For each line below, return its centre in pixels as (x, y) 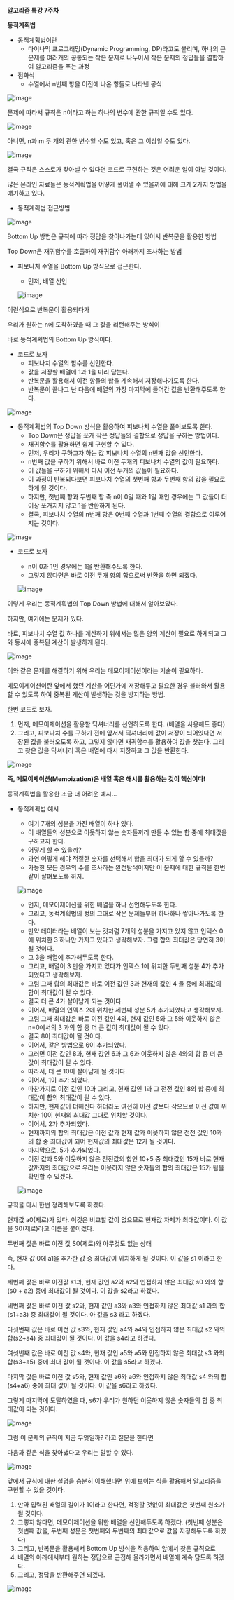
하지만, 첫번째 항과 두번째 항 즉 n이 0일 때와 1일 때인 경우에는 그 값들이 (124, 497)
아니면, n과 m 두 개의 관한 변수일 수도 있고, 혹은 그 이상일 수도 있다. (99, 141)
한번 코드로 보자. (30, 709)
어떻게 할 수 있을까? (54, 850)
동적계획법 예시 (38, 809)
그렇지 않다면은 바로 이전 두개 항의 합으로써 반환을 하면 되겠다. (112, 575)
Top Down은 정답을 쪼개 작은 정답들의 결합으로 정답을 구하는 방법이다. (123, 435)
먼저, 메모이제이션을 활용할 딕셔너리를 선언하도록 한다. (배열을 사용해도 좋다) (121, 724)
